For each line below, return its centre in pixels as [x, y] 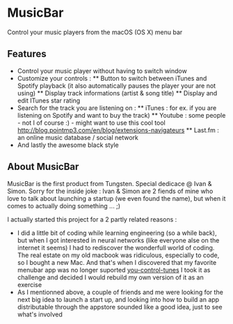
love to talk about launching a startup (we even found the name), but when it [116, 198]
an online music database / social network [78, 137]
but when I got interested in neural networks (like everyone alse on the [118, 240]
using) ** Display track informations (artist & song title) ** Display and [117, 93]
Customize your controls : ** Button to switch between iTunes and [112, 78]
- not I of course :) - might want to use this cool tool [91, 123]
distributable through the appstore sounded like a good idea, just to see [120, 307]
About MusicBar [43, 167]
